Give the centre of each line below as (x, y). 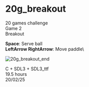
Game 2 (13, 28)
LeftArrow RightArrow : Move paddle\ (45, 49)
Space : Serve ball (24, 43)
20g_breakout (36, 9)
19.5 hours (16, 74)
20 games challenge (27, 23)
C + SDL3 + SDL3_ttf (27, 69)
